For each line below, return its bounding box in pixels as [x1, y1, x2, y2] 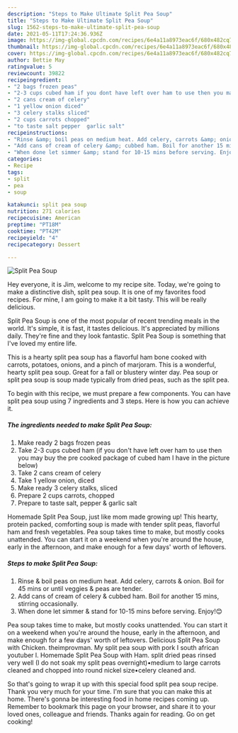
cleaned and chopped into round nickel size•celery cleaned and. [7, 666, 196, 675]
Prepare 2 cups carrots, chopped [17, 491, 115, 500]
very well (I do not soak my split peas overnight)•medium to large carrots [7, 658, 221, 667]
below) [17, 461, 38, 470]
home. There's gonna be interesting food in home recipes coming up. [7, 695, 210, 703]
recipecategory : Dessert [7, 241, 81, 248]
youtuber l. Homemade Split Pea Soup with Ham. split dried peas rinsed [7, 651, 217, 660]
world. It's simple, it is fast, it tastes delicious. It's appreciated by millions [7, 324, 220, 333]
